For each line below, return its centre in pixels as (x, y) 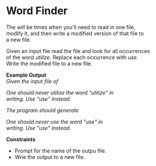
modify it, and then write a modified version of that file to (75, 33)
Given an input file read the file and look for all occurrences (78, 51)
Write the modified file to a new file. (49, 64)
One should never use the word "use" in (54, 121)
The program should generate (43, 110)
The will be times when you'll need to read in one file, (71, 27)
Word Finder (37, 11)
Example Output (26, 75)
